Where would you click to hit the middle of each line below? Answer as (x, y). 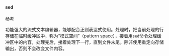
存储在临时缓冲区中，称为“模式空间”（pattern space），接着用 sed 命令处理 (81, 36)
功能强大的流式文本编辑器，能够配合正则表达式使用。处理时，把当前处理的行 (84, 30)
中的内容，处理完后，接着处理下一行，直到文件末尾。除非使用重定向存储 (89, 42)
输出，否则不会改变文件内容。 (36, 48)
